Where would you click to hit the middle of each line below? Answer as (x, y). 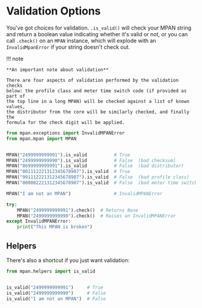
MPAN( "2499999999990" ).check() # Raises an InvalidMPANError (96, 216)
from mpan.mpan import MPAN (41, 139)
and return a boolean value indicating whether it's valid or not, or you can (97, 34)
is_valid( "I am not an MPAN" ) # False (56, 299)
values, (16, 107)
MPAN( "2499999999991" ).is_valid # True (68, 155)
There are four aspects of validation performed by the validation (93, 80)
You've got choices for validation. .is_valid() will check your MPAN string (99, 28)
